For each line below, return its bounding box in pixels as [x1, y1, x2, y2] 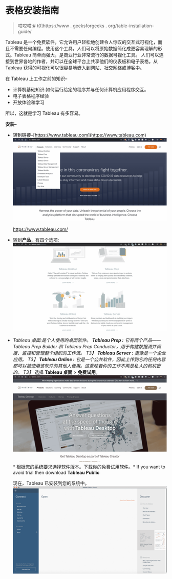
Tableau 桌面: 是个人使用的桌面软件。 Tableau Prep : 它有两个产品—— [12, 337, 161, 344]
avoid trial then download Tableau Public [12, 469, 100, 475]
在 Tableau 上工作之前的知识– [5, 75, 68, 82]
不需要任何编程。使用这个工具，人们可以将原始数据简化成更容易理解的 [9, 45, 158, 51]
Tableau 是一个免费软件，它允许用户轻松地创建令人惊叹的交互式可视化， [5, 39, 158, 45]
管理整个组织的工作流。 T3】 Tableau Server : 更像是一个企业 [35, 350, 166, 356]
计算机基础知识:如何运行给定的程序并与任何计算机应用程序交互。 [12, 86, 149, 92]
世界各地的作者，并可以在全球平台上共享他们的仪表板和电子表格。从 [14, 58, 158, 64]
